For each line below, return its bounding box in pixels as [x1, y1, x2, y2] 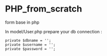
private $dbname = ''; [5, 38, 51, 43]
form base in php [5, 19, 40, 25]
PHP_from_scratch [5, 3, 82, 14]
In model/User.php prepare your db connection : [5, 28, 103, 34]
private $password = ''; [5, 46, 56, 51]
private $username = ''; [5, 42, 56, 47]
